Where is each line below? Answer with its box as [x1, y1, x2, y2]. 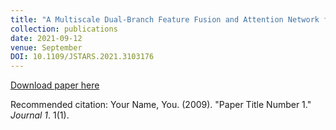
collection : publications [10, 24, 118, 34]
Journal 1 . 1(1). [10, 109, 70, 121]
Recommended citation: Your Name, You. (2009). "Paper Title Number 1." [10, 99, 312, 111]
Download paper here [10, 79, 100, 91]
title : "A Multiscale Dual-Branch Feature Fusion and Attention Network [10, 14, 320, 25]
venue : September [10, 42, 83, 53]
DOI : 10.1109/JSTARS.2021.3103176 [10, 52, 155, 62]
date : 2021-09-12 [10, 33, 83, 43]
